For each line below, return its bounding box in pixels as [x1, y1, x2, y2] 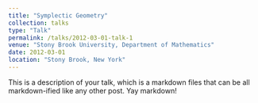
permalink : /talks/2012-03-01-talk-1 [8, 33, 133, 42]
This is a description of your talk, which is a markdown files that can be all [8, 77, 250, 87]
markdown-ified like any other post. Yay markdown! [8, 86, 177, 95]
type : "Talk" [8, 26, 52, 34]
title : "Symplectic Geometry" [8, 11, 109, 20]
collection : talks [8, 19, 69, 27]
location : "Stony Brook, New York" [8, 56, 126, 64]
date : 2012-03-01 [8, 48, 66, 56]
